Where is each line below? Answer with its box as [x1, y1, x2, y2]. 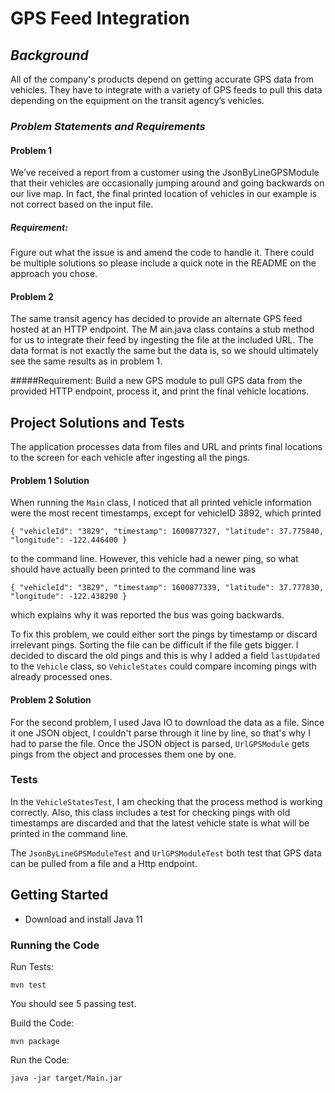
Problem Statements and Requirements [10, 119, 206, 133]
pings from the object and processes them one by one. [10, 748, 237, 760]
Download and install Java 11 [24, 913, 143, 925]
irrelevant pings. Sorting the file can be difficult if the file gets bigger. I [10, 639, 299, 651]
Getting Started [10, 887, 109, 904]
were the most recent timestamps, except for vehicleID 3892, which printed [10, 507, 322, 519]
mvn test [10, 980, 47, 990]
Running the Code [10, 938, 100, 952]
